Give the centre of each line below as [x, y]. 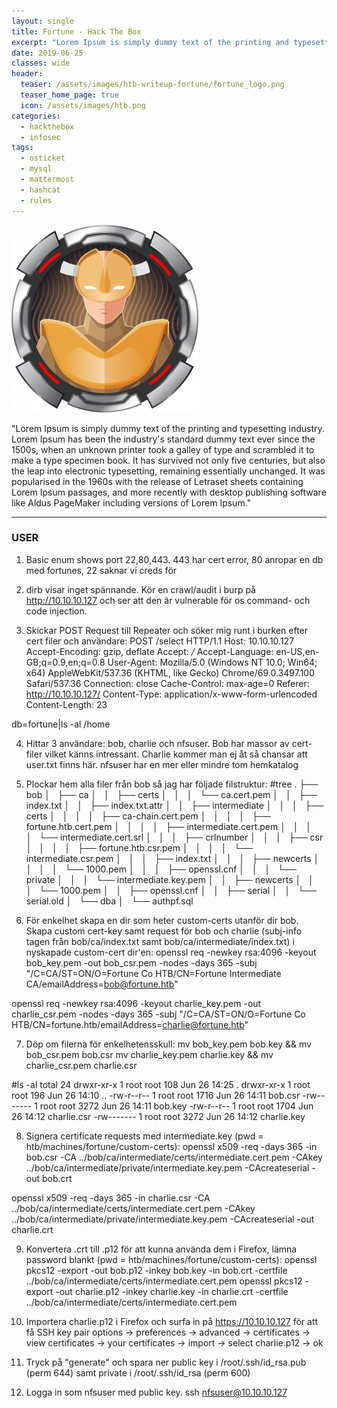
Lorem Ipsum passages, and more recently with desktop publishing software [169, 492]
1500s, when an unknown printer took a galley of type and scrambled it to [163, 449]
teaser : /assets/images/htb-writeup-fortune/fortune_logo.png [152, 85]
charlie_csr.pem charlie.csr [81, 1065]
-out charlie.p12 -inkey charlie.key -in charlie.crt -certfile [172, 1291]
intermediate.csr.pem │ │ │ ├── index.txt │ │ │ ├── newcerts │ [172, 858]
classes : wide [41, 63]
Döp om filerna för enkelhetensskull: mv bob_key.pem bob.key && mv [168, 1044]
